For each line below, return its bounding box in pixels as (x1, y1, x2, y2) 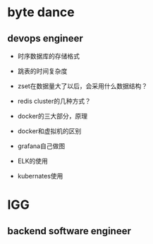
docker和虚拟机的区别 (17, 127, 82, 135)
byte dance (7, 4, 75, 20)
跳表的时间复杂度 (17, 67, 68, 75)
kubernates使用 (17, 172, 63, 180)
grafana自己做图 (17, 142, 66, 150)
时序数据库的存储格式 (17, 52, 80, 60)
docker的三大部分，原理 (17, 112, 88, 120)
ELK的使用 (17, 157, 48, 165)
